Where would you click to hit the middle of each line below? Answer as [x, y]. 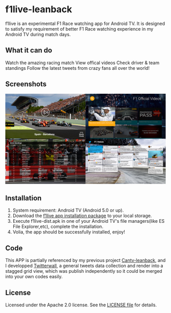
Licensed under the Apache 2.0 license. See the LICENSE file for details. [81, 305]
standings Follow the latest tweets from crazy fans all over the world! [78, 68]
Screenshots [26, 84]
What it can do [29, 50]
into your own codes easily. [34, 277]
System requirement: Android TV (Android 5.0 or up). [68, 211]
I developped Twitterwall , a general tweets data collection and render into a [84, 266]
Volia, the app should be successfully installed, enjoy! [69, 232]
